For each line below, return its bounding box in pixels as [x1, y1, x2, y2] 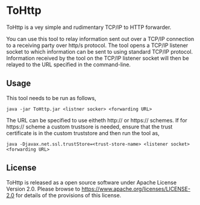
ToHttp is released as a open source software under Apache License [6, 178, 177, 186]
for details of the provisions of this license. [16, 191, 122, 199]
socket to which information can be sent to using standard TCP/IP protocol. [6, 48, 193, 55]
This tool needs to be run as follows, [6, 94, 96, 101]
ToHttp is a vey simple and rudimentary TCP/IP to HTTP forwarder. [6, 24, 172, 31]
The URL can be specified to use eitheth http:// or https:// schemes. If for [6, 116, 188, 124]
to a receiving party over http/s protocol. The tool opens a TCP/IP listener [6, 42, 189, 49]
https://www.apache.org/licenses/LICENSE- [81, 185, 191, 192]
